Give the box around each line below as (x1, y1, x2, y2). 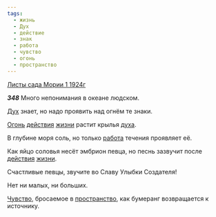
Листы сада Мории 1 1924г (7, 80, 86, 88)
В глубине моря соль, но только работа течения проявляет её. (7, 134, 193, 142)
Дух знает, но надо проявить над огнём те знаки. (7, 107, 153, 115)
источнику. (7, 201, 40, 210)
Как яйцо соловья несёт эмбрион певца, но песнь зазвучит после (7, 147, 202, 155)
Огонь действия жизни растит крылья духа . (7, 120, 137, 128)
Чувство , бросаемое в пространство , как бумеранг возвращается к (7, 194, 209, 203)
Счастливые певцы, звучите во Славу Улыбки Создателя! (7, 167, 177, 176)
